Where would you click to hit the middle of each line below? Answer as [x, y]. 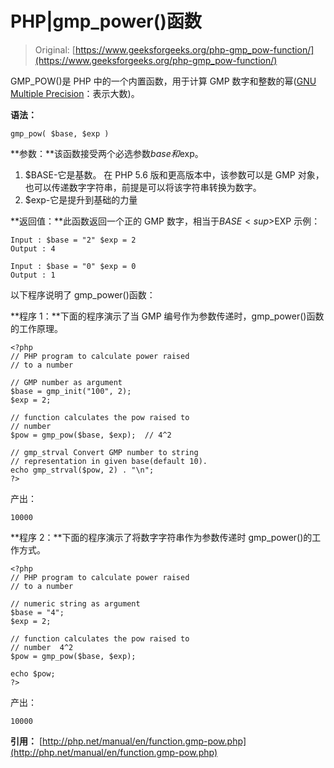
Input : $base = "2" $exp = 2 [73, 240]
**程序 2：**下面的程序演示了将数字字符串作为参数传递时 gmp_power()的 [161, 537]
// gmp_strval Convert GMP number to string [104, 452]
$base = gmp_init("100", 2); [71, 391]
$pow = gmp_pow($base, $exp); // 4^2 [91, 435]
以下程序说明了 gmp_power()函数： [83, 294]
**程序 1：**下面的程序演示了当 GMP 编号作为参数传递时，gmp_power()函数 [167, 316]
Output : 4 [33, 248]
